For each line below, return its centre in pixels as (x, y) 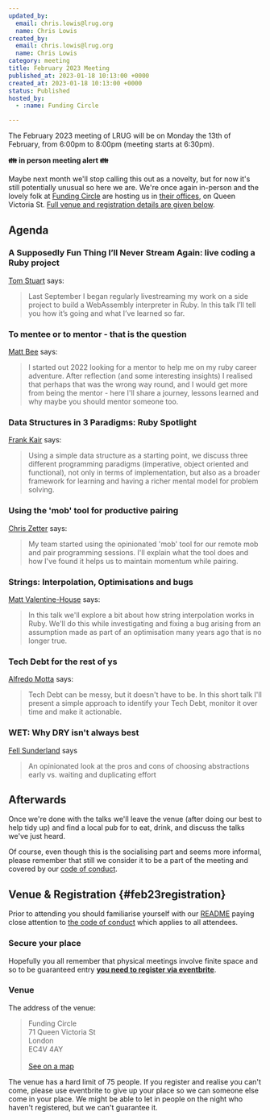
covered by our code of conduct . (63, 869)
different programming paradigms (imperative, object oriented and (138, 464)
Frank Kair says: (35, 440)
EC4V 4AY (46, 1049)
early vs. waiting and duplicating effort (92, 774)
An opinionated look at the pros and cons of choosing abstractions (139, 765)
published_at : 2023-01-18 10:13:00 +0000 (79, 76)
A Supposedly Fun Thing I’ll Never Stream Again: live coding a (132, 253)
